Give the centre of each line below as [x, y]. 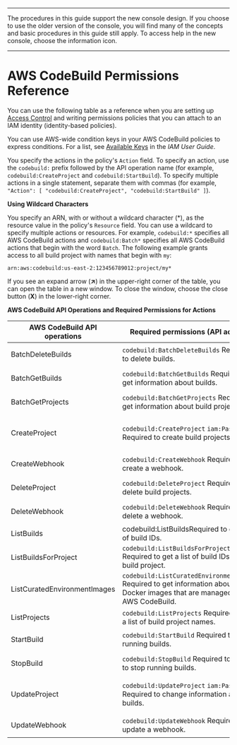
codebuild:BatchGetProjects [169, 398]
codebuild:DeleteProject [164, 483]
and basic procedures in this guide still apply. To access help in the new [112, 33]
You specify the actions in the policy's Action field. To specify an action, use [118, 160]
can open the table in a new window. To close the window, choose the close [117, 288]
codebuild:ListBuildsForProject [176, 548]
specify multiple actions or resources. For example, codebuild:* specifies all [118, 232]
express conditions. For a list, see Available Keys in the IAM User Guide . [111, 146]
